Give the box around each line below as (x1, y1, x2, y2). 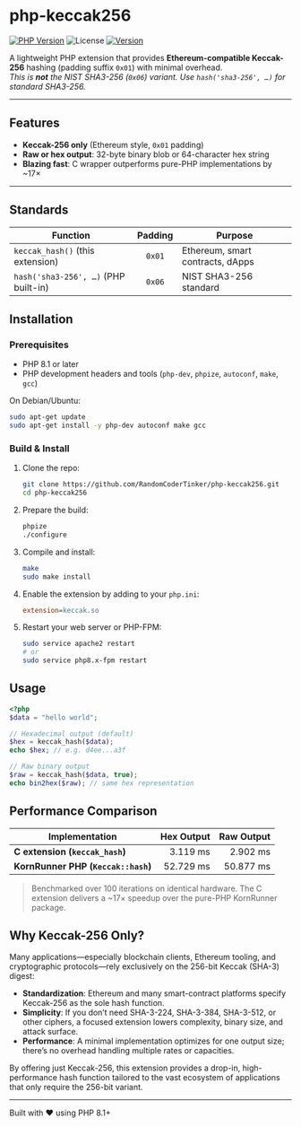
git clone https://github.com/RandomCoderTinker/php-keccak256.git (21, 480, 279, 489)
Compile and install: (21, 546, 96, 557)
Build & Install (9, 441, 70, 454)
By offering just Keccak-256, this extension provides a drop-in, (9, 1062, 241, 1073)
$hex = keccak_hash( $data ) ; (9, 738, 115, 747)
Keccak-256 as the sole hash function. (21, 998, 165, 1009)
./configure (21, 530, 67, 539)
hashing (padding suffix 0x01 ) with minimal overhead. (26, 62, 223, 73)
